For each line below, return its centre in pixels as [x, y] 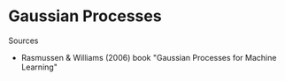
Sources [23, 40]
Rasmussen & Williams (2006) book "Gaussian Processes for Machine [149, 57]
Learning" [39, 67]
